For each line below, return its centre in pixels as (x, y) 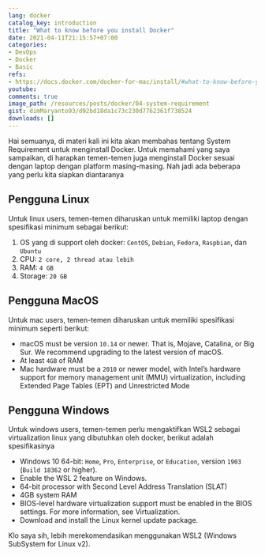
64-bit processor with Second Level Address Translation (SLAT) (123, 486)
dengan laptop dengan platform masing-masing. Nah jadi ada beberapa (124, 166)
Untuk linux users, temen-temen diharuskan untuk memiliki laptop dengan (128, 218)
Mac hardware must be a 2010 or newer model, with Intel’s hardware (130, 369)
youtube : (22, 89)
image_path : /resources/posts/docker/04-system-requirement (109, 104)
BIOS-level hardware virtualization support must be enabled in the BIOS (136, 504)
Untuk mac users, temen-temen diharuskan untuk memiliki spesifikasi (121, 320)
